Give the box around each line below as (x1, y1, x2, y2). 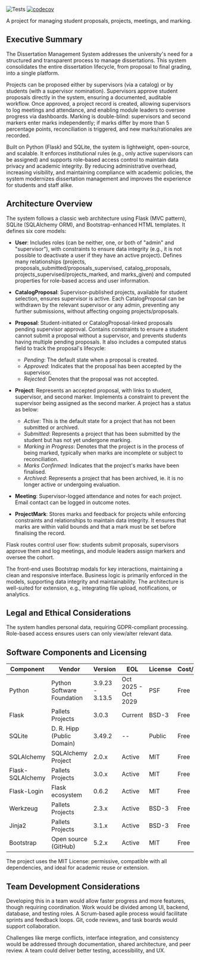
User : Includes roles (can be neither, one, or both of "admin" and (14, 239, 174, 246)
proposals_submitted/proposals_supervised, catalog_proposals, (14, 264, 171, 271)
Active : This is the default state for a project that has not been (23, 417, 176, 424)
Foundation (51, 694, 83, 702)
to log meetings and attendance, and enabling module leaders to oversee (6, 106, 186, 114)
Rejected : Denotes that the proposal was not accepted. (23, 375, 159, 382)
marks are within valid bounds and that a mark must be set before (14, 523, 177, 530)
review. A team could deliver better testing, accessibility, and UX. (6, 947, 165, 954)
